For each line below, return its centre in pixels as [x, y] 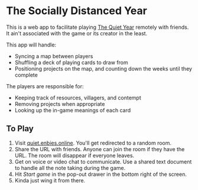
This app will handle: [31, 45]
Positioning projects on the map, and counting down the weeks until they [103, 68]
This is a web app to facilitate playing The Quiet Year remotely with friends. [98, 27]
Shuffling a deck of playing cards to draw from [71, 62]
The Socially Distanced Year [77, 11]
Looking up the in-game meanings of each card [73, 110]
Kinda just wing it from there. [50, 180]
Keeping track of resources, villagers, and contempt [78, 98]
